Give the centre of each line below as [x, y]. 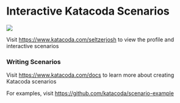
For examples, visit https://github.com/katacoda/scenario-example [90, 93]
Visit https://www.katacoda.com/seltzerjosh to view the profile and [90, 39]
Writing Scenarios [34, 62]
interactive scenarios [33, 46]
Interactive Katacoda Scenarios [88, 11]
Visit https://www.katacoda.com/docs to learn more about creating [90, 75]
